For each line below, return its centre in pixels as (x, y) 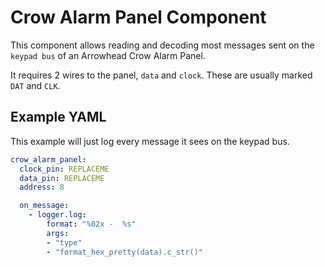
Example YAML (58, 117)
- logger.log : (57, 215)
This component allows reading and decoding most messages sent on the (162, 45)
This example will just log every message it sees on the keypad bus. (150, 141)
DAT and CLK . (35, 85)
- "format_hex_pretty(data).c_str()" (124, 252)
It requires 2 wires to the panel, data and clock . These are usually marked (161, 75)
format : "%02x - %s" (91, 224)
